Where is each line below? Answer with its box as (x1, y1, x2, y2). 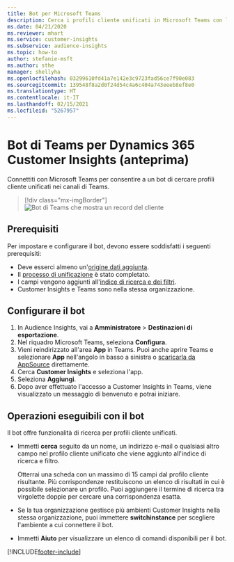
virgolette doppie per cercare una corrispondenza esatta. (17, 492, 182, 501)
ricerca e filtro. (17, 457, 61, 465)
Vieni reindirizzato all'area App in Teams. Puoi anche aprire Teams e (17, 346, 214, 354)
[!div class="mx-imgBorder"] (24, 195, 108, 204)
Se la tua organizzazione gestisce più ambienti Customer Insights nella (17, 506, 221, 515)
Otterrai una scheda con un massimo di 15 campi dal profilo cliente (17, 470, 209, 479)
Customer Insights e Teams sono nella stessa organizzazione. (17, 284, 195, 293)
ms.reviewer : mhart (7, 29, 64, 37)
